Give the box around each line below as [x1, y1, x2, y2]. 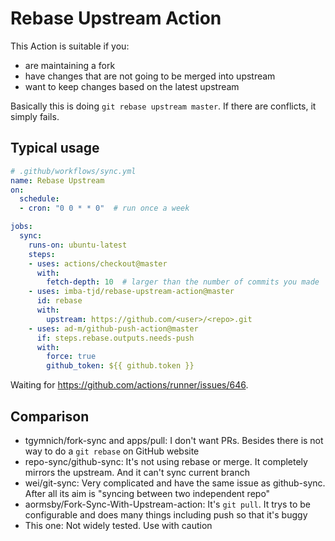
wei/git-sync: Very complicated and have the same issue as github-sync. [24, 477, 326, 489]
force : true [46, 352, 97, 362]
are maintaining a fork [24, 59, 116, 71]
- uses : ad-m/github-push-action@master [28, 323, 199, 334]
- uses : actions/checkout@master [28, 258, 168, 269]
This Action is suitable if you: [10, 40, 130, 52]
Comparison [10, 408, 90, 425]
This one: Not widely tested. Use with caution [24, 519, 213, 531]
